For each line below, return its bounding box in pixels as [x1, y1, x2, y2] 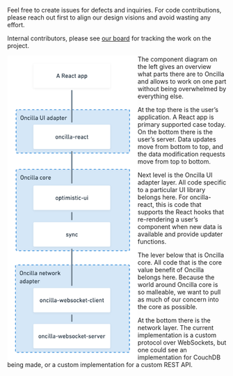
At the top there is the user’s [138, 106, 219, 113]
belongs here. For [138, 193, 188, 201]
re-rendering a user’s [138, 215, 198, 224]
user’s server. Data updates [138, 135, 217, 143]
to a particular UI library [138, 186, 206, 194]
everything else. [138, 92, 184, 100]
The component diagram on [138, 55, 218, 63]
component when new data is [138, 223, 223, 230]
